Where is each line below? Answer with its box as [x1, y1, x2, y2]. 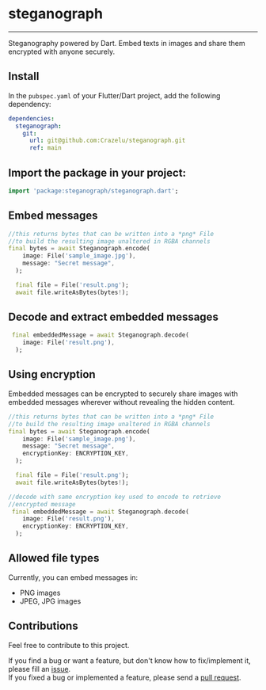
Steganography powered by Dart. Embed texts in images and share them [8, 38, 245, 48]
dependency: [8, 99, 51, 109]
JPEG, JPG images [19, 596, 82, 606]
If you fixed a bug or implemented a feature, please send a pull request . [8, 673, 241, 682]
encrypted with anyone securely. [8, 47, 116, 56]
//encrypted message [8, 500, 77, 508]
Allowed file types [8, 551, 100, 565]
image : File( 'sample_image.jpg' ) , [22, 252, 136, 260]
